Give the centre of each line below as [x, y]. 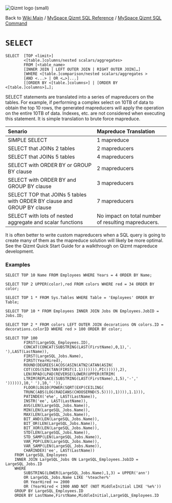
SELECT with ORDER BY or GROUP [50, 165]
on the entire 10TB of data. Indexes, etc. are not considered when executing [85, 113]
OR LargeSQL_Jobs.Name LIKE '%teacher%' [67, 478]
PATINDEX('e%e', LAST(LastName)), [60, 397]
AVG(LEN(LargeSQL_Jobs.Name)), [57, 406]
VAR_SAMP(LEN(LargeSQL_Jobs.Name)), [63, 446]
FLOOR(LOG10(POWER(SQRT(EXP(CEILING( [64, 388]
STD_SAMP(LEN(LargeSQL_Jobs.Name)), [63, 437]
